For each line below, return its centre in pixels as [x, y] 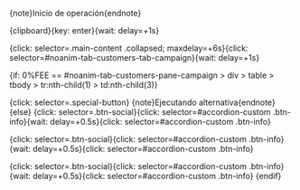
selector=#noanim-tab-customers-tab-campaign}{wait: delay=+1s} [135, 57]
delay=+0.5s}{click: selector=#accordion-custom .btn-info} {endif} [157, 176]
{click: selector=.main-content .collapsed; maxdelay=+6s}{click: [129, 48]
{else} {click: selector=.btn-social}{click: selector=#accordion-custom [140, 112]
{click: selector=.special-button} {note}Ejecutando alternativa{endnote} [142, 102]
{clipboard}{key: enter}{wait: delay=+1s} [84, 30]
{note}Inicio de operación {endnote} [75, 13]
